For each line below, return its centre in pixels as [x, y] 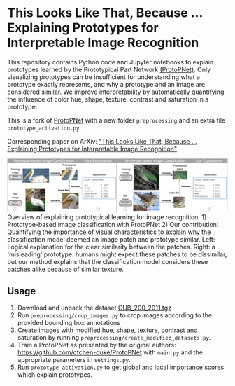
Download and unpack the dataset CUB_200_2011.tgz [94, 308]
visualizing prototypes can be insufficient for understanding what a [104, 77]
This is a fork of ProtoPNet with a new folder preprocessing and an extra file [116, 120]
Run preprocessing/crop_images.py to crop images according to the [114, 315]
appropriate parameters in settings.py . [74, 360]
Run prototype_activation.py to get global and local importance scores [121, 367]
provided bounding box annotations [69, 323]
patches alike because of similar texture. [66, 269]
